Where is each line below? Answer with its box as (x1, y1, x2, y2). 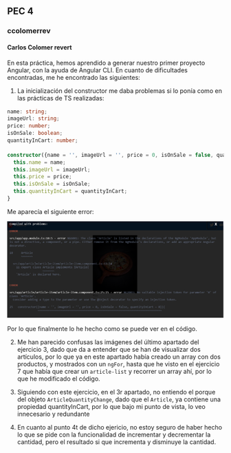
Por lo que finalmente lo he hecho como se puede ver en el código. (7, 324, 197, 333)
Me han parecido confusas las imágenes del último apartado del (16, 337, 199, 346)
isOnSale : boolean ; (7, 130, 63, 137)
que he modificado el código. (16, 375, 101, 383)
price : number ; (7, 123, 51, 129)
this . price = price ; (13, 173, 72, 180)
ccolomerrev (7, 26, 51, 36)
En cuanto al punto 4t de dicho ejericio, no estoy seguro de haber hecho (16, 423, 222, 431)
